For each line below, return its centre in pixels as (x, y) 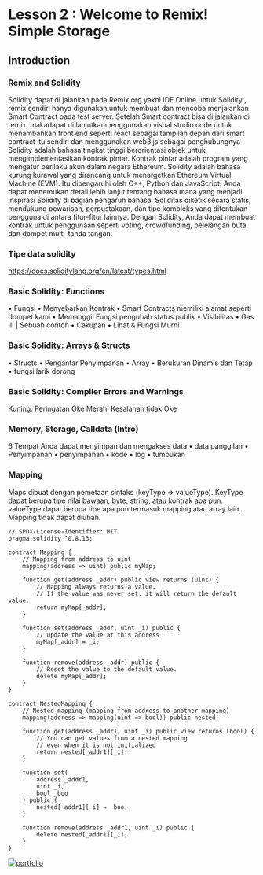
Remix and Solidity (44, 83)
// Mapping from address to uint (77, 559)
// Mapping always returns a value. (96, 587)
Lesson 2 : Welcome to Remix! (108, 15)
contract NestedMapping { (50, 703)
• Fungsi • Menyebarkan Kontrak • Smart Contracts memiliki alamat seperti (130, 308)
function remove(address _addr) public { (91, 663)
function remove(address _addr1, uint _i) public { (108, 828)
